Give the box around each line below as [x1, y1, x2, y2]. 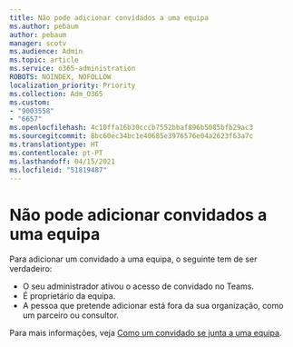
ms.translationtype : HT [9, 140, 100, 149]
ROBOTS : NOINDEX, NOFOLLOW [9, 73, 112, 82]
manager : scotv [9, 38, 67, 48]
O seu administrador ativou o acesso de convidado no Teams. [22, 281, 254, 292]
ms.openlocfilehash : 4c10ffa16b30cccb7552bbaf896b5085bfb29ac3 [9, 124, 254, 133]
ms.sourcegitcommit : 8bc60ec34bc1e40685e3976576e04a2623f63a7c [9, 132, 254, 141]
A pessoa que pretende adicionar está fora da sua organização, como [22, 301, 284, 312]
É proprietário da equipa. [22, 291, 116, 302]
